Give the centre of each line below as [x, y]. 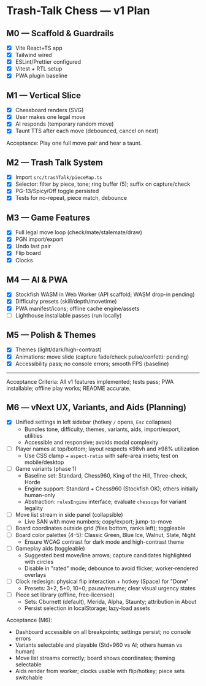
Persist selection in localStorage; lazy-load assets [87, 608]
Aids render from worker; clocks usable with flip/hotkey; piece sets [100, 671]
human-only [40, 495]
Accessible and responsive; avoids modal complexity [91, 442]
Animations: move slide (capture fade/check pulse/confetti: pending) [102, 357]
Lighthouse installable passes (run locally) [68, 315]
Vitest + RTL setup [39, 69]
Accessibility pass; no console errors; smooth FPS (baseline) [92, 364]
